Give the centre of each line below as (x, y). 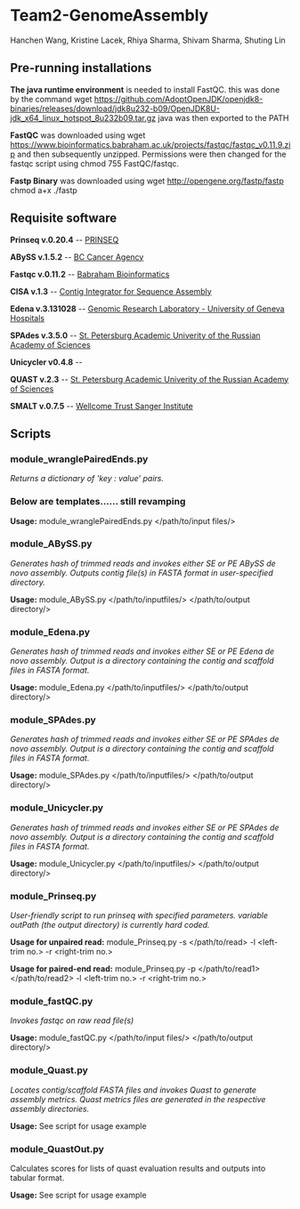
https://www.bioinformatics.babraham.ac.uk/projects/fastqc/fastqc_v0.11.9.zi (150, 144)
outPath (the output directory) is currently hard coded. (110, 925)
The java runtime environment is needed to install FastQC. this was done (145, 89)
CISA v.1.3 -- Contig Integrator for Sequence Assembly (111, 291)
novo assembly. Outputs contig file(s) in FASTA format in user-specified (142, 572)
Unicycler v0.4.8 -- (46, 362)
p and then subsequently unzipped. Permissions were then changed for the (148, 154)
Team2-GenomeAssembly (109, 16)
